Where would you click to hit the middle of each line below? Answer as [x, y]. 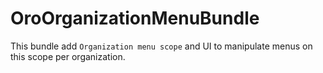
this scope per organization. [68, 56]
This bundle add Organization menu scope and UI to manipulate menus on [161, 46]
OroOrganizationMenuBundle [135, 18]
